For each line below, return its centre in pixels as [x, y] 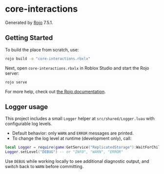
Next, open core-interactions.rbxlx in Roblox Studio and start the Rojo [77, 68]
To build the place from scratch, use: [42, 49]
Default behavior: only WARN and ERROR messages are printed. [73, 133]
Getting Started [29, 38]
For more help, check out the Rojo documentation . [55, 91]
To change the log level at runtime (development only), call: [72, 138]
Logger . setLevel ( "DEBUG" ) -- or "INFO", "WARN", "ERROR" [64, 152]
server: [12, 73]
